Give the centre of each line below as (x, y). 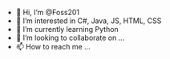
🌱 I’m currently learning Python (67, 29)
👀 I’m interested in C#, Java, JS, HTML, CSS (89, 21)
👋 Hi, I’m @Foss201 (48, 12)
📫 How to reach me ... (53, 47)
